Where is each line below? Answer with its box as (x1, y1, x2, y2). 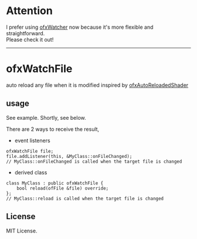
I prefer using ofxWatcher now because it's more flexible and (6, 23, 154, 31)
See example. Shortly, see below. (6, 114, 86, 121)
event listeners (14, 137, 51, 144)
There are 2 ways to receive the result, (6, 125, 100, 133)
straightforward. (6, 29, 45, 36)
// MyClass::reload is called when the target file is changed (6, 196, 164, 201)
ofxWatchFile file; (6, 148, 54, 154)
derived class (14, 169, 47, 176)
